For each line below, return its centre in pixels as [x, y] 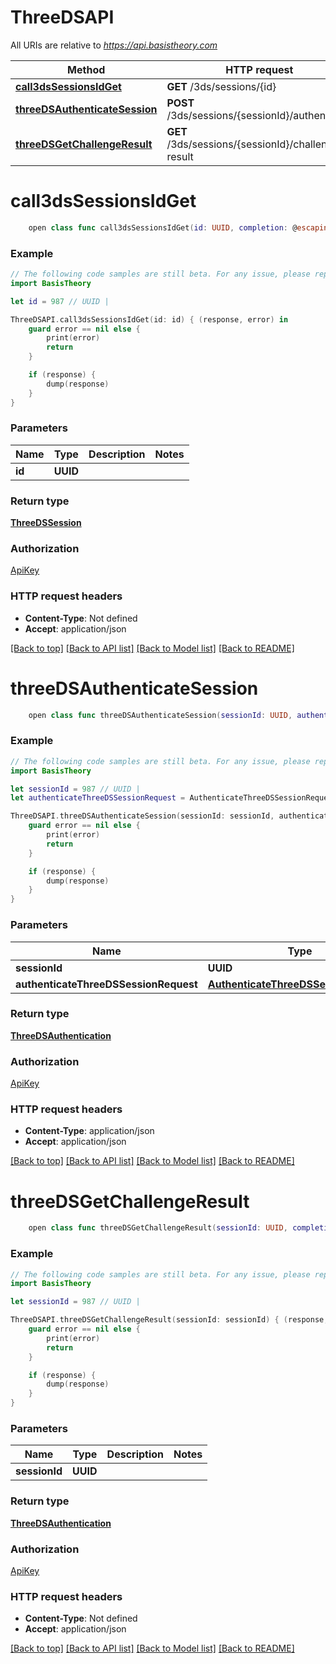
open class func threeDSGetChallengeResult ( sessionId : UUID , [158, 1228]
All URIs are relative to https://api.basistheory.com [114, 45]
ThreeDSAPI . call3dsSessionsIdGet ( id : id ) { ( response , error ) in [149, 319]
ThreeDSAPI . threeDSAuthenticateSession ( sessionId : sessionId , [142, 816]
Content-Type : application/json [89, 1131]
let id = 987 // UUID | [60, 301]
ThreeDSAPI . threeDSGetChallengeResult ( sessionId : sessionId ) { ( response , [169, 1320]
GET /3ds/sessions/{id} [221, 86]
